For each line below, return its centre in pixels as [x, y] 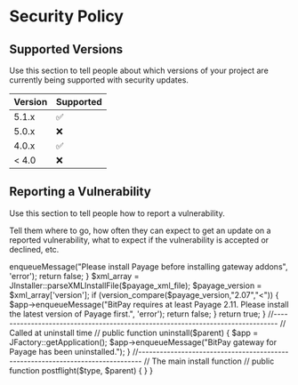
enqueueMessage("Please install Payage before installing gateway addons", [149, 266]
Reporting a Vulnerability [80, 192]
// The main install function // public [209, 361]
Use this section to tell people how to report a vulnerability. [117, 213]
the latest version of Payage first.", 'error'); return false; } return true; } [138, 314]
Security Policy [67, 16]
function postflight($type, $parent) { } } [81, 370]
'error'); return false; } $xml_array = [74, 276]
